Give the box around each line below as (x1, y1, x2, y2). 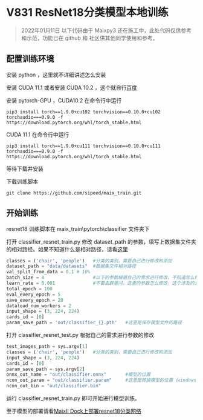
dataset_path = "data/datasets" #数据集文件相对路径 (6, 263, 137, 270)
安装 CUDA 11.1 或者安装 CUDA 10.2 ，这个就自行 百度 (6, 84, 138, 91)
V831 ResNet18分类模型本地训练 (6, 5, 169, 19)
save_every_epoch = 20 (6, 297, 63, 303)
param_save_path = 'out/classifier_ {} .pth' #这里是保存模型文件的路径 (6, 319, 182, 326)
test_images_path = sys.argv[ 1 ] (6, 344, 88, 350)
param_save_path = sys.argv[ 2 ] (6, 366, 85, 372)
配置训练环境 (6, 54, 54, 64)
